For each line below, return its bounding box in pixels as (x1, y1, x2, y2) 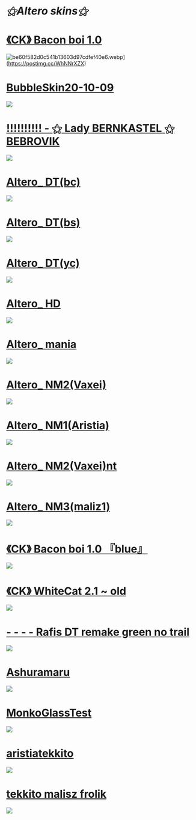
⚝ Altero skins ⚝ (6, 4, 88, 18)
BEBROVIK (6, 135, 60, 148)
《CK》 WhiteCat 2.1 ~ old (6, 584, 126, 598)
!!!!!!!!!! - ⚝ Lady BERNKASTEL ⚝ (6, 121, 175, 135)
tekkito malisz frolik (6, 788, 107, 801)
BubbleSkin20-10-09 (6, 81, 114, 94)
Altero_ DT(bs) (6, 216, 81, 230)
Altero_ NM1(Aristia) (6, 418, 109, 432)
